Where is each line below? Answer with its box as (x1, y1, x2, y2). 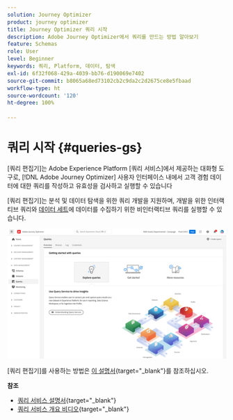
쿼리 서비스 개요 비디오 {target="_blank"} (17, 405, 130, 414)
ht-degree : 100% (7, 100, 54, 107)
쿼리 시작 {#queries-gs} (7, 140, 143, 156)
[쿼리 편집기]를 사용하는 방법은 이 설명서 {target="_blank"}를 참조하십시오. (7, 366, 209, 375)
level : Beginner (7, 56, 54, 63)
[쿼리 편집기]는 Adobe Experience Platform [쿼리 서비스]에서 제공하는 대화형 (7, 164, 218, 172)
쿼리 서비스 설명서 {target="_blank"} (17, 396, 117, 405)
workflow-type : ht (7, 84, 61, 92)
